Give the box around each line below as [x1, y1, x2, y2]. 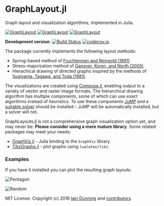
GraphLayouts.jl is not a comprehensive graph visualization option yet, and [5, 118, 156, 124]
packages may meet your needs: [5, 129, 71, 134]
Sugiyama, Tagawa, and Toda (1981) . [12, 73, 87, 79]
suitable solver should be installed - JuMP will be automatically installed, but [5, 103, 159, 109]
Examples [5, 155, 29, 162]
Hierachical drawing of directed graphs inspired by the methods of [12, 68, 147, 74]
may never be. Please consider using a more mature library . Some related [5, 124, 156, 129]
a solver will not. [5, 109, 38, 115]
